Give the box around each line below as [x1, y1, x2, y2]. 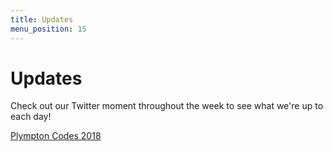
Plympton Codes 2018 [10, 130, 102, 142]
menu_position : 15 [10, 24, 87, 34]
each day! [10, 111, 52, 123]
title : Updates [10, 14, 74, 25]
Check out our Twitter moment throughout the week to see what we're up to [10, 100, 324, 112]
